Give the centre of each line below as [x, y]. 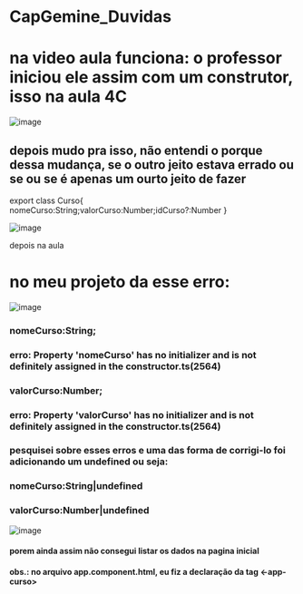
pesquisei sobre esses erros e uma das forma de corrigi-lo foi [147, 451]
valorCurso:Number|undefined [79, 511]
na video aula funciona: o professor [146, 58]
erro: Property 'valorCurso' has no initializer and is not [132, 414]
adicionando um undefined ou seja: [89, 462]
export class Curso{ [46, 200]
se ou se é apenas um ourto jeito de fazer [128, 179]
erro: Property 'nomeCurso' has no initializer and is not [133, 355]
